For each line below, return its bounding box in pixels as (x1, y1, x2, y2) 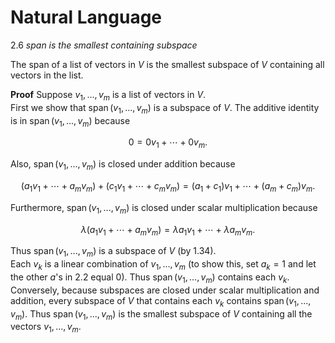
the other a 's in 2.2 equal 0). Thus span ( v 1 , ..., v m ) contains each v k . (10, 271, 290, 285)
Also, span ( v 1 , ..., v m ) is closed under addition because (10, 158, 236, 172)
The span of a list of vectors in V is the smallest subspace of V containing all (10, 58, 325, 70)
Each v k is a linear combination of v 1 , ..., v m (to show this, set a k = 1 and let (10, 258, 317, 272)
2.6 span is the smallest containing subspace (10, 39, 198, 51)
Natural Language (10, 6, 163, 29)
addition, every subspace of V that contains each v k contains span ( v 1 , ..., (10, 294, 312, 309)
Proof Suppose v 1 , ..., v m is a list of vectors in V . (10, 88, 207, 103)
